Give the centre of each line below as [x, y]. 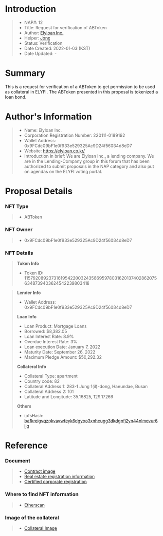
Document [18, 461]
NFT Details [19, 253]
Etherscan [34, 505]
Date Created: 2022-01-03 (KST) [57, 48]
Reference [26, 446]
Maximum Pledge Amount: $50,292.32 [63, 357]
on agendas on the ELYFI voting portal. [63, 171]
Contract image [40, 471]
